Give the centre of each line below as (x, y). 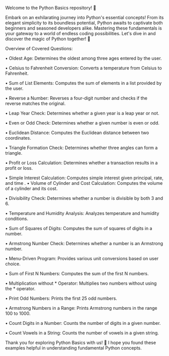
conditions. (17, 219)
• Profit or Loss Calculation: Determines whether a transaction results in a (81, 163)
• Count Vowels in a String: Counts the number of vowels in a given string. (82, 333)
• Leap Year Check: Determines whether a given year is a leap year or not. (82, 113)
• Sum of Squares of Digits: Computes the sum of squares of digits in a (79, 228)
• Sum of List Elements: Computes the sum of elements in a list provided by (83, 83)
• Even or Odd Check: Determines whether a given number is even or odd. (82, 123)
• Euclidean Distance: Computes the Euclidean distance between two (77, 133)
